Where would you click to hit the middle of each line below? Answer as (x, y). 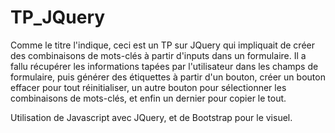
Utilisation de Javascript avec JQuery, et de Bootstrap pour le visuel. (151, 117)
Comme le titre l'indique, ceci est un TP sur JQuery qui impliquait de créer (162, 45)
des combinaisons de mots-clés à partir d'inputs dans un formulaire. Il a (158, 55)
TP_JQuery (58, 17)
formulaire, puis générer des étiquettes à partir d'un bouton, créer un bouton (168, 77)
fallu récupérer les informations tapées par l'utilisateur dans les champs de (164, 66)
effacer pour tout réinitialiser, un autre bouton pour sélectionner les (148, 87)
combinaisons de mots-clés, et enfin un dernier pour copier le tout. (148, 98)
